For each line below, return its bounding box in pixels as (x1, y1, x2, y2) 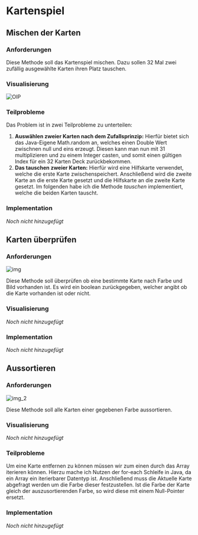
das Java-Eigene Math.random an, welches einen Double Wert (14, 139, 167, 146)
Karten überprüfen (6, 235, 77, 245)
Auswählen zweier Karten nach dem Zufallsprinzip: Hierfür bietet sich (14, 133, 189, 140)
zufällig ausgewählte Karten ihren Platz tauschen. (6, 65, 127, 72)
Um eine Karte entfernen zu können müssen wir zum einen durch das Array (6, 462, 190, 469)
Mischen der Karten (6, 28, 81, 38)
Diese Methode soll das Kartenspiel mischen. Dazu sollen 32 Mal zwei (6, 59, 177, 66)
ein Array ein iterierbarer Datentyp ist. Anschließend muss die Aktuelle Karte (6, 475, 192, 482)
